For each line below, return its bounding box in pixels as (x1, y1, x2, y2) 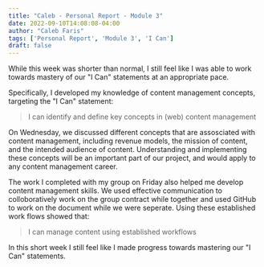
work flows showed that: (8, 212, 90, 221)
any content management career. (8, 162, 118, 171)
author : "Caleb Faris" (8, 27, 84, 35)
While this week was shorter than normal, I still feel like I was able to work (8, 64, 252, 73)
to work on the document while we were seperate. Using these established (8, 203, 256, 213)
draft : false (8, 42, 52, 50)
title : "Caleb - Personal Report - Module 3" (8, 11, 163, 20)
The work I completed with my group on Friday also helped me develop (8, 178, 244, 187)
